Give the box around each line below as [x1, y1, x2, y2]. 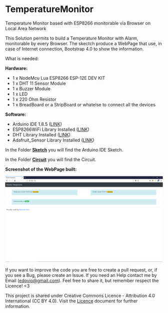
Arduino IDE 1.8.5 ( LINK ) [12, 121, 62, 127]
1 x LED [12, 91, 28, 97]
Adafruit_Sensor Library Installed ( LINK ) [12, 137, 94, 143]
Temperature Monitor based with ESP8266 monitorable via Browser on [5, 20, 151, 26]
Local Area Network [5, 25, 46, 31]
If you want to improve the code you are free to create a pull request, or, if [5, 267, 157, 273]
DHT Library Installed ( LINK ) [12, 131, 71, 137]
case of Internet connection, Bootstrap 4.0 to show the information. [5, 46, 144, 52]
